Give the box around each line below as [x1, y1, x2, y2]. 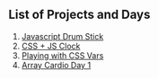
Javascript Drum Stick [21, 31, 104, 41]
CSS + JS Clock [21, 40, 81, 51]
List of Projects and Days [8, 7, 151, 22]
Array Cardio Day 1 [21, 59, 92, 70]
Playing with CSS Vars [21, 49, 104, 61]
